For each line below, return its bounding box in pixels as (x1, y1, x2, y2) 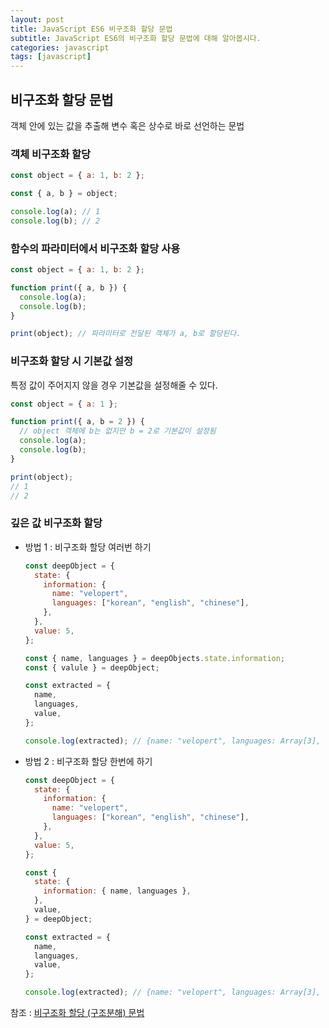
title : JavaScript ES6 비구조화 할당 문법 (10, 24, 173, 34)
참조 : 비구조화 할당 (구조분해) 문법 (10, 1007, 145, 1018)
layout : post (10, 14, 65, 25)
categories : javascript (10, 42, 110, 53)
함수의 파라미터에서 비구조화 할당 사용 (10, 241, 181, 255)
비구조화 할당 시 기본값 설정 (10, 354, 134, 368)
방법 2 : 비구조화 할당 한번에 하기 (24, 755, 153, 767)
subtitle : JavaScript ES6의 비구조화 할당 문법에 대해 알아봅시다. (10, 33, 262, 43)
